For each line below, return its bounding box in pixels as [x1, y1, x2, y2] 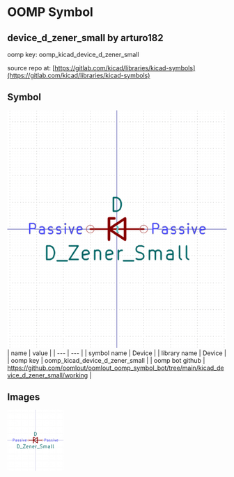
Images [7, 391, 40, 403]
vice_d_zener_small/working [7, 370, 88, 380]
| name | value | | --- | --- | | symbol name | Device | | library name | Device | [7, 349, 226, 357]
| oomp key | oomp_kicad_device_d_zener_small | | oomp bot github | [7, 356, 205, 364]
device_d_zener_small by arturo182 [7, 32, 164, 44]
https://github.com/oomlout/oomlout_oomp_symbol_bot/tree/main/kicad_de [7, 363, 224, 372]
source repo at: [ [7, 64, 55, 72]
